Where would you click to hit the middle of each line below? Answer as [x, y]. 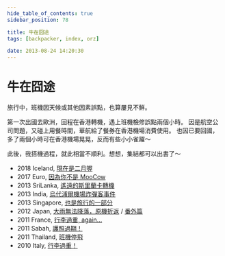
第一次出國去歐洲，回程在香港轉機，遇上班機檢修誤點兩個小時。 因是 [104, 122]
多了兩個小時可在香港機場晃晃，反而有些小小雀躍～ [79, 139]
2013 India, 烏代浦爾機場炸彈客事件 [66, 194]
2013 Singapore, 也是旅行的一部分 [65, 202]
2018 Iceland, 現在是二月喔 [55, 168]
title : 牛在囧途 [28, 32]
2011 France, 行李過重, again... [59, 220]
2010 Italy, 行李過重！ [47, 246]
